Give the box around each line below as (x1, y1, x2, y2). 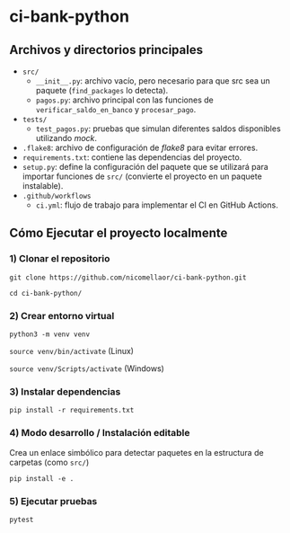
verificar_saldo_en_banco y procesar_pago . (35, 104, 197, 114)
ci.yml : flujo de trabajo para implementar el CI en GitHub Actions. (35, 200, 278, 210)
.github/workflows (22, 191, 92, 200)
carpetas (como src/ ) (9, 457, 90, 467)
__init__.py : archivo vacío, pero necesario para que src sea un (35, 76, 271, 86)
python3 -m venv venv (9, 330, 91, 339)
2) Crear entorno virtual (9, 309, 115, 322)
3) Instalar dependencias (9, 385, 121, 397)
